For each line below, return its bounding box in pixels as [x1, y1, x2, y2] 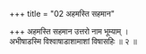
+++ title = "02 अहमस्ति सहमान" [9, 9, 115, 19]
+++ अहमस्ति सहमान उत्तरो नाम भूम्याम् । [9, 27, 129, 36]
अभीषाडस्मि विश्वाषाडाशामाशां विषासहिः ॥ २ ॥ [9, 36, 137, 46]
